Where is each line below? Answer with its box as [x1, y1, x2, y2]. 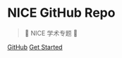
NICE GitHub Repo [7, 5, 116, 21]
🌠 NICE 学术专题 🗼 [24, 29, 78, 37]
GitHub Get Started [7, 43, 63, 51]
